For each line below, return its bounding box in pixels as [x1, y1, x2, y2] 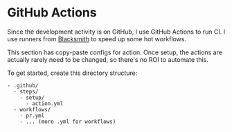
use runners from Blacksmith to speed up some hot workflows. [7, 34, 187, 43]
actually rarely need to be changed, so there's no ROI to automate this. [7, 55, 209, 63]
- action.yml [25, 100, 64, 107]
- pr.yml [19, 112, 45, 119]
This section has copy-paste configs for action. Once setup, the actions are [7, 48, 223, 56]
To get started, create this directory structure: [7, 69, 138, 77]
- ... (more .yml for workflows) [19, 118, 116, 125]
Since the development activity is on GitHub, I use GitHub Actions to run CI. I [7, 27, 226, 36]
